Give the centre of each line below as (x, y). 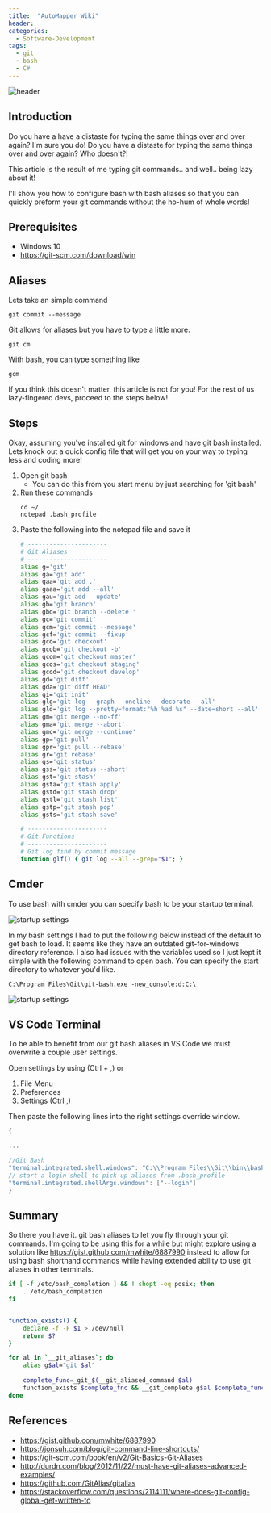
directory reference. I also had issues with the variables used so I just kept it (135, 952)
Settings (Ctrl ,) (45, 1101)
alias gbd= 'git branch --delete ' (78, 612)
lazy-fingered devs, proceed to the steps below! (88, 398)
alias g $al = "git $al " (59, 1365)
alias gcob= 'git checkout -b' (71, 650)
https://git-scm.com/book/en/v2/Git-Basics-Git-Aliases (112, 1457)
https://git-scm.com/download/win (78, 255)
